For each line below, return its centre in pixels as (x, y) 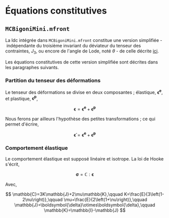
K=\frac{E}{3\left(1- (144, 194)
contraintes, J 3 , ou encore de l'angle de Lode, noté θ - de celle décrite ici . (82, 51)
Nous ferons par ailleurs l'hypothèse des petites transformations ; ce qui (80, 119)
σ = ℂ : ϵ (85, 175)
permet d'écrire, (22, 124)
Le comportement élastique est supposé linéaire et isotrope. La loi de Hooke (84, 159)
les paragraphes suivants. (32, 67)
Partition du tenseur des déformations (53, 80)
